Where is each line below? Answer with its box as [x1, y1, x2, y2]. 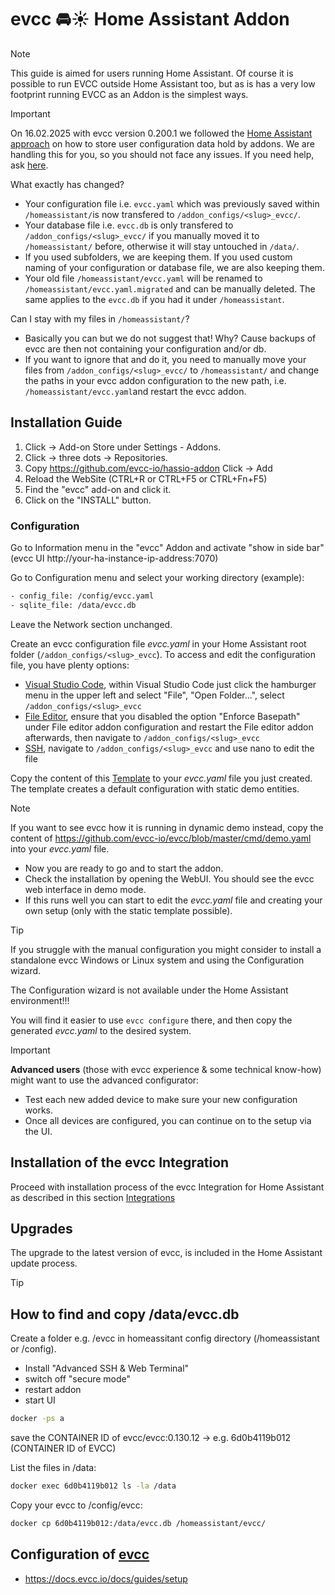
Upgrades [10, 1221, 73, 1237]
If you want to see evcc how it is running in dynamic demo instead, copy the [10, 821, 324, 833]
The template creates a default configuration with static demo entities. [10, 782, 300, 795]
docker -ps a [10, 1414, 65, 1424]
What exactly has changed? [10, 178, 125, 190]
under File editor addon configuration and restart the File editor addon [24, 721, 314, 733]
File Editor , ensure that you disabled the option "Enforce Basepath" [24, 710, 301, 722]
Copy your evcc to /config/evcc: [10, 1499, 143, 1511]
